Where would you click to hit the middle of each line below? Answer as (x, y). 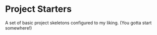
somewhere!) (19, 28)
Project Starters (38, 9)
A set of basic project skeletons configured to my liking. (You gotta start (78, 23)
